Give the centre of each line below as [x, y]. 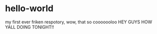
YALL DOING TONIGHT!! [29, 27]
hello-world [29, 8]
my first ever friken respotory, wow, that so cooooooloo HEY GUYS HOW [78, 22]
